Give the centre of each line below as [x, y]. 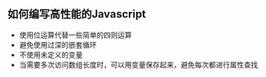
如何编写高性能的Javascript [77, 14]
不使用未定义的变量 [51, 55]
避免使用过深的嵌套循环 [58, 44]
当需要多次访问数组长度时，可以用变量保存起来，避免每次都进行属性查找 [138, 64]
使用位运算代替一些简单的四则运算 [75, 35]
